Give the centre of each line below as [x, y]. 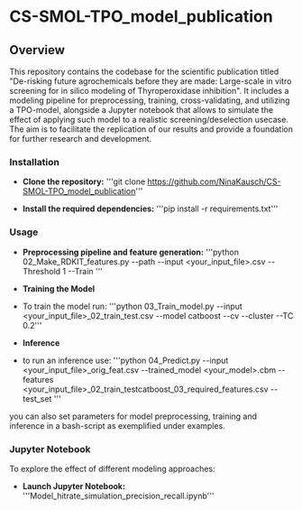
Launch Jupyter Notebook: [74, 486]
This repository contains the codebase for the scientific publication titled [144, 71]
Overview [37, 50]
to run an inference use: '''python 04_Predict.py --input [125, 360]
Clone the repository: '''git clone [84, 181]
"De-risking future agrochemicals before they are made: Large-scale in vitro [151, 81]
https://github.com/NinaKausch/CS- [214, 181]
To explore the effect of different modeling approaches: [112, 468]
